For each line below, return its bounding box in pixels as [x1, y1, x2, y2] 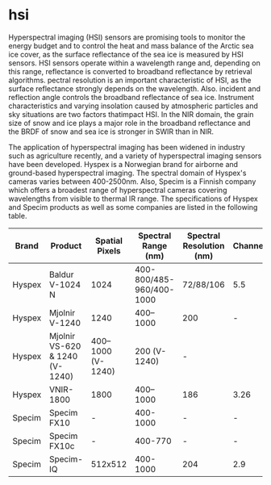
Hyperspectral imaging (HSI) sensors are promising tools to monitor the [8, 32, 246, 42]
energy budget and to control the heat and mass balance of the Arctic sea [8, 40, 254, 50]
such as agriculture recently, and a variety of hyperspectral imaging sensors [8, 151, 262, 161]
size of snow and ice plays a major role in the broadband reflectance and [8, 118, 251, 128]
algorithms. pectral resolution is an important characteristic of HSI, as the [8, 75, 252, 85]
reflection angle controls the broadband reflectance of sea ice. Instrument [8, 92, 255, 102]
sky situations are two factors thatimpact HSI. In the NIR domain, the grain [8, 109, 254, 119]
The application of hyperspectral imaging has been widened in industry [8, 142, 246, 152]
